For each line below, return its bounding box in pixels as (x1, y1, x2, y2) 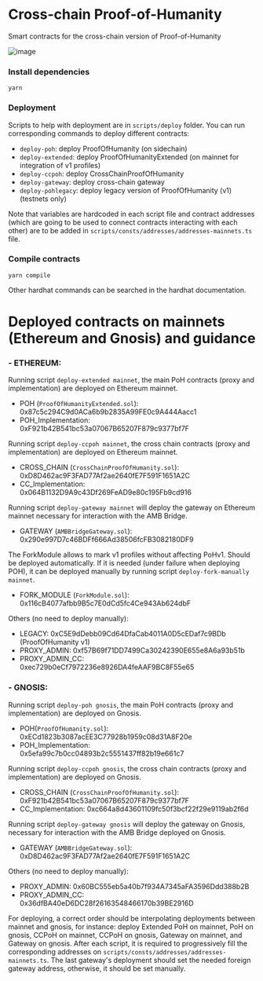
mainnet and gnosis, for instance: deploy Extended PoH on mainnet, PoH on (8, 921, 254, 932)
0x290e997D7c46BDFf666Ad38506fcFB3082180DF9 (19, 535, 194, 544)
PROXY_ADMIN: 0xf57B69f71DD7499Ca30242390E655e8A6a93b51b (19, 646, 246, 655)
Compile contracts (8, 254, 81, 265)
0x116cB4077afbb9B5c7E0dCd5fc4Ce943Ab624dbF (19, 598, 192, 608)
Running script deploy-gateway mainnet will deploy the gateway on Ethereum (8, 503, 256, 512)
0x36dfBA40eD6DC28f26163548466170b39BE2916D (19, 898, 194, 908)
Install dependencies (8, 66, 90, 77)
